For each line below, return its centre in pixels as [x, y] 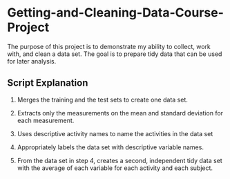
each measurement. [46, 120]
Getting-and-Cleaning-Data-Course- [116, 13]
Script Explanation [48, 83]
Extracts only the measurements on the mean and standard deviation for [120, 113]
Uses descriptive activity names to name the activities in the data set [115, 133]
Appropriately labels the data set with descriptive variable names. [110, 147]
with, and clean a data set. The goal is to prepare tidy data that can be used [115, 54]
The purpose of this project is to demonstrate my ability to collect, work [109, 46]
